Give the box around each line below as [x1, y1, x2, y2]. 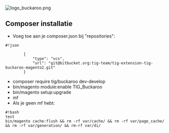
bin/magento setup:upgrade [12, 89, 72, 95]
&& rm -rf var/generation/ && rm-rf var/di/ [5, 123, 101, 128]
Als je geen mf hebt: [12, 99, 55, 106]
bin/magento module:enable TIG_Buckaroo [12, 84, 103, 90]
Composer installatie [5, 19, 73, 28]
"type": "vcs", [32, 56, 65, 61]
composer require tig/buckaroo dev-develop [12, 78, 106, 84]
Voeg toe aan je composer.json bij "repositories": [12, 33, 115, 39]
